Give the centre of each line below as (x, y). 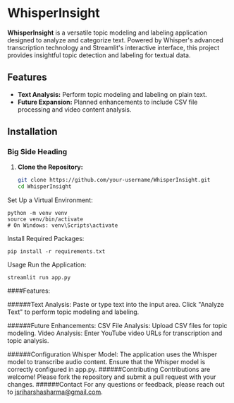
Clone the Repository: (50, 167)
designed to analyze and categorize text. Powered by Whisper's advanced (115, 40)
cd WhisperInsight (44, 187)
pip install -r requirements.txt (56, 252)
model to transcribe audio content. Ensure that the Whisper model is (106, 362)
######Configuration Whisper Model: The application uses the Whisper (112, 354)
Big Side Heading (37, 152)
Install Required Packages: (46, 239)
